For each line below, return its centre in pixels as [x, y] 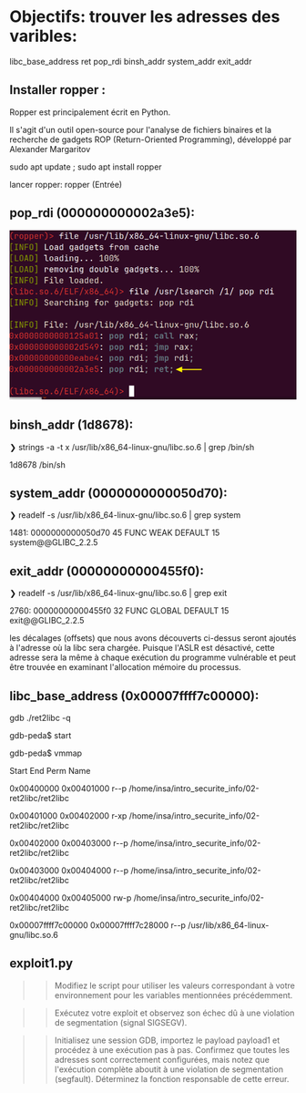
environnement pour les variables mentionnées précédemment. [173, 995]
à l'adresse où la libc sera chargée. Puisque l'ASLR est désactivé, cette [142, 648]
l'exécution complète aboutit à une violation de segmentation [169, 1069]
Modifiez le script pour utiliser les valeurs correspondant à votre [175, 985]
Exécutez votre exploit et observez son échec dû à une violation [174, 1013]
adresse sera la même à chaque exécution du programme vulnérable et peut [153, 657]
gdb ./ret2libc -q [40, 718]
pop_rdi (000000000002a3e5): [102, 213]
